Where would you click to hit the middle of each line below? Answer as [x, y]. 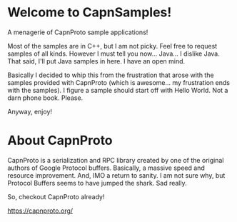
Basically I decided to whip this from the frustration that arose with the [111, 75]
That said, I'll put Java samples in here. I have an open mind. [96, 61]
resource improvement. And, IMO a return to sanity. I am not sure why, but [116, 175]
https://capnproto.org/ [40, 211]
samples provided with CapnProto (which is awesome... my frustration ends [119, 82]
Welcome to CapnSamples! [90, 12]
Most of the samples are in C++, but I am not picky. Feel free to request [112, 46]
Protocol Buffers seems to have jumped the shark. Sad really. [97, 183]
